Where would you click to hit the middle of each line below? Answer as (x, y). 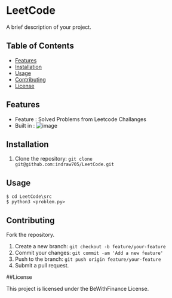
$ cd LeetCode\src (29, 197)
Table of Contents (40, 46)
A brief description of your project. (49, 27)
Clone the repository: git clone (53, 159)
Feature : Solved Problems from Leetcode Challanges (80, 119)
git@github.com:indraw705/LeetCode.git (64, 165)
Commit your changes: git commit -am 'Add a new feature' (89, 253)
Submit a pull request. (42, 265)
